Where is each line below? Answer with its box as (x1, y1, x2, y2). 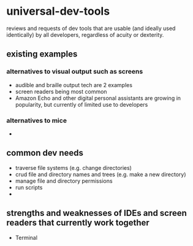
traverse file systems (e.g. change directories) (15, 164, 132, 171)
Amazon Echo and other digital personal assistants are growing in (15, 94, 181, 102)
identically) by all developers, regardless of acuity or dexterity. (6, 31, 164, 38)
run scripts (15, 183, 43, 191)
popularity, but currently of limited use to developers (15, 101, 148, 108)
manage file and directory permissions (15, 177, 113, 185)
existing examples (6, 49, 78, 60)
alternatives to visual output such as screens (6, 67, 143, 76)
